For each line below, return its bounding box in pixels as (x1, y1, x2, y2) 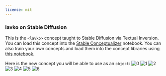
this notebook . (5, 51, 35, 57)
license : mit (5, 7, 32, 12)
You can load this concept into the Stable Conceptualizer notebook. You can (5, 40, 162, 46)
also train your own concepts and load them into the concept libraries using (5, 45, 160, 51)
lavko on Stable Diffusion (5, 23, 67, 30)
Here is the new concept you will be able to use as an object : (5, 60, 131, 66)
